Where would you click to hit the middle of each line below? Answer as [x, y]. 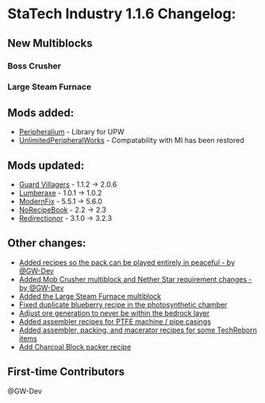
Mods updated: [46, 165]
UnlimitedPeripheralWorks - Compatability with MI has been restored [131, 141]
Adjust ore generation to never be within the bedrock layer [114, 313]
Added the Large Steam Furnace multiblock [90, 296]
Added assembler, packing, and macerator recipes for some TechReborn [138, 330]
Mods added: [41, 112]
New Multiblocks [50, 43]
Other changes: [47, 243]
